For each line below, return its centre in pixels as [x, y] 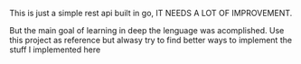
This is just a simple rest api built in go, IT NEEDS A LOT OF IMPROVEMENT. [151, 13]
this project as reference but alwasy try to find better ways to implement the [150, 40]
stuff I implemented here [55, 50]
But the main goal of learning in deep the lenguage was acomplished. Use [147, 30]
